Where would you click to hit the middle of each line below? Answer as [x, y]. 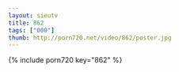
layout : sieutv [33, 15]
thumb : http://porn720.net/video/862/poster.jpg [90, 38]
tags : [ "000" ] [32, 30]
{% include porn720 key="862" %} [65, 60]
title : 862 [26, 23]
